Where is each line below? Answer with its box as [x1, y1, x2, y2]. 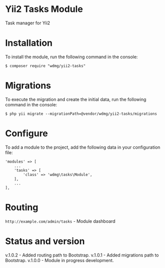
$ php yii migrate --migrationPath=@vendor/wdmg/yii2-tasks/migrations [5, 111, 157, 116]
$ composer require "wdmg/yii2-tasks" [5, 63, 86, 68]
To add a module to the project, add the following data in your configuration [5, 144, 161, 150]
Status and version [5, 235, 85, 247]
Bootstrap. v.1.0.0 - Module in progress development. [5, 257, 114, 263]
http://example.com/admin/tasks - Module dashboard [5, 218, 116, 224]
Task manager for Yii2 [5, 20, 50, 26]
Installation [5, 37, 53, 49]
